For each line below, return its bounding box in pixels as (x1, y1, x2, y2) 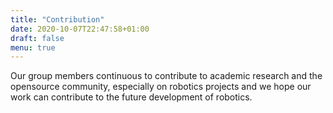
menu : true (10, 42, 56, 53)
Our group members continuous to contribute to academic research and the (10, 70, 323, 82)
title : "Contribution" (10, 14, 105, 25)
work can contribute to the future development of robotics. (10, 91, 253, 103)
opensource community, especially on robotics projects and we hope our (10, 81, 312, 93)
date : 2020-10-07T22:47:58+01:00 (10, 24, 150, 34)
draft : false (10, 33, 65, 43)
